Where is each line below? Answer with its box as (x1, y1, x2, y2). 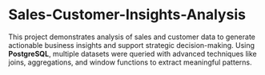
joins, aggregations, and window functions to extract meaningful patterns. (8, 57, 252, 67)
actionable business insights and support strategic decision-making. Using (8, 40, 255, 49)
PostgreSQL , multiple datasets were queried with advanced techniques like (8, 49, 258, 58)
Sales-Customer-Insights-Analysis (8, 6, 247, 24)
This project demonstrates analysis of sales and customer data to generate (8, 32, 256, 41)
